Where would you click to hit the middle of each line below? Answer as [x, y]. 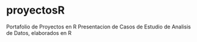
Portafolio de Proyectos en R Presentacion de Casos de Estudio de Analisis [99, 27]
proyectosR [35, 10]
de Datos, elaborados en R [39, 33]
